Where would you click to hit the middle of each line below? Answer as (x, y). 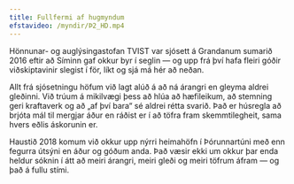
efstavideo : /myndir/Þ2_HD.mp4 (67, 26)
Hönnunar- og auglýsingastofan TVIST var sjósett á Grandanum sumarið (141, 50)
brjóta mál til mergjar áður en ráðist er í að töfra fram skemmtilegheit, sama (145, 115)
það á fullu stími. (39, 170)
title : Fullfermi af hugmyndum (67, 17)
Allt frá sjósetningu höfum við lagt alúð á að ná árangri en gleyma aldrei (139, 87)
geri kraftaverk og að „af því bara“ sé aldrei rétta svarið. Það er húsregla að (145, 105)
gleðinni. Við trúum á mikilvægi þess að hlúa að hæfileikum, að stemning (141, 96)
